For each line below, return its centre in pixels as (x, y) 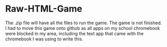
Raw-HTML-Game (44, 9)
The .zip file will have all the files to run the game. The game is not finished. (84, 23)
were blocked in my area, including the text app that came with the (74, 33)
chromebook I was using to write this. (44, 39)
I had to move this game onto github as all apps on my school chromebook (83, 28)
